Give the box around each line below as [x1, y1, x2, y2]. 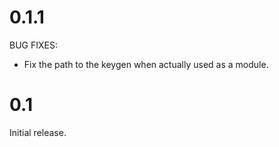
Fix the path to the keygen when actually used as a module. [23, 58, 269, 70]
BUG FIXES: [9, 39, 58, 51]
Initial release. [9, 126, 67, 138]
